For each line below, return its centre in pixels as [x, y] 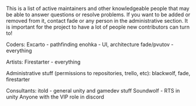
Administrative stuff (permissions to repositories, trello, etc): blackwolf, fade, [98, 73]
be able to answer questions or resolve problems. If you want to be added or [98, 15]
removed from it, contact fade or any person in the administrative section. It [97, 21]
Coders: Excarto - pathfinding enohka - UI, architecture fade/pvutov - [90, 44]
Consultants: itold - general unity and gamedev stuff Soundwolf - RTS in [93, 91]
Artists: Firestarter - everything [43, 62]
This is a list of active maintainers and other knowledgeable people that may [98, 8]
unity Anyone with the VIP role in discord [55, 97]
